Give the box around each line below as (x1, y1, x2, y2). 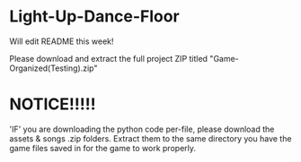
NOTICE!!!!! (9, 94, 96, 115)
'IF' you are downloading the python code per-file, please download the (9, 124, 275, 134)
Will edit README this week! (9, 36, 114, 47)
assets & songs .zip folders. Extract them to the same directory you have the (9, 132, 292, 144)
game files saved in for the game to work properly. (9, 142, 196, 153)
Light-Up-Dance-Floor (9, 6, 180, 27)
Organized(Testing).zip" (9, 63, 98, 73)
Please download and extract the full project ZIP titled (9, 53, 208, 64)
